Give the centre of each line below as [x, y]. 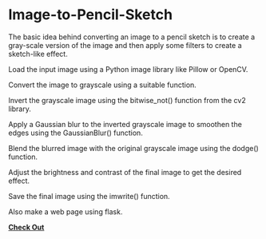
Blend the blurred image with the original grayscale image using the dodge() [134, 148]
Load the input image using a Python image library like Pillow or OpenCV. [128, 69]
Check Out [26, 227]
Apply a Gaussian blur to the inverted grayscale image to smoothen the [125, 124]
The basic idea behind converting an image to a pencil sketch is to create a [132, 37]
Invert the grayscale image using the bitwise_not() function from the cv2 [127, 100]
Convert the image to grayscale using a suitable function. [103, 85]
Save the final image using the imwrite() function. [89, 196]
